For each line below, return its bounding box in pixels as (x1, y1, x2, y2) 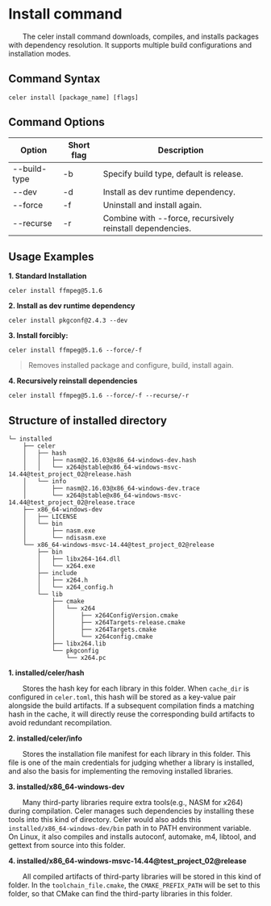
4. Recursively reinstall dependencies (8, 376, 138, 386)
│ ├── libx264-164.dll (37, 555, 121, 563)
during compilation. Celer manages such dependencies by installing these (8, 806, 255, 816)
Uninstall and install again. (102, 199, 202, 211)
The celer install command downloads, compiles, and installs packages (23, 31, 260, 41)
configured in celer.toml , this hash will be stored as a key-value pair (8, 692, 236, 702)
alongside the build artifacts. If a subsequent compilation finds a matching (8, 701, 255, 711)
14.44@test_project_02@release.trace (8, 499, 135, 507)
